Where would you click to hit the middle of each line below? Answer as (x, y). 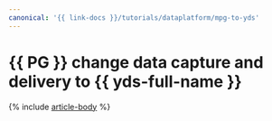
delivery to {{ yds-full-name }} (125, 81)
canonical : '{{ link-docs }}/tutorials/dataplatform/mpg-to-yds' (134, 18)
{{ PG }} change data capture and (136, 62)
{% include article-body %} (60, 107)
